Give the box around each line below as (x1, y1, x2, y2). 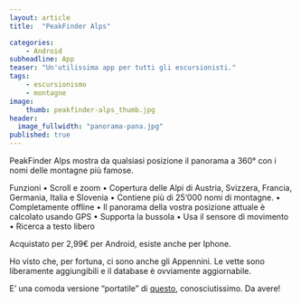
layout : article (9, 13, 71, 23)
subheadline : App (9, 55, 75, 64)
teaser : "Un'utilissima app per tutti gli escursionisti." (9, 63, 237, 72)
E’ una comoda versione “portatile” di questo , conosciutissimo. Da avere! (9, 283, 281, 294)
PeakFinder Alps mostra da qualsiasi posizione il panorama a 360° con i (9, 156, 277, 166)
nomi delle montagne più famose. (9, 165, 134, 175)
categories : (9, 38, 54, 47)
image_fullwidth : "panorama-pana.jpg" (17, 122, 165, 131)
